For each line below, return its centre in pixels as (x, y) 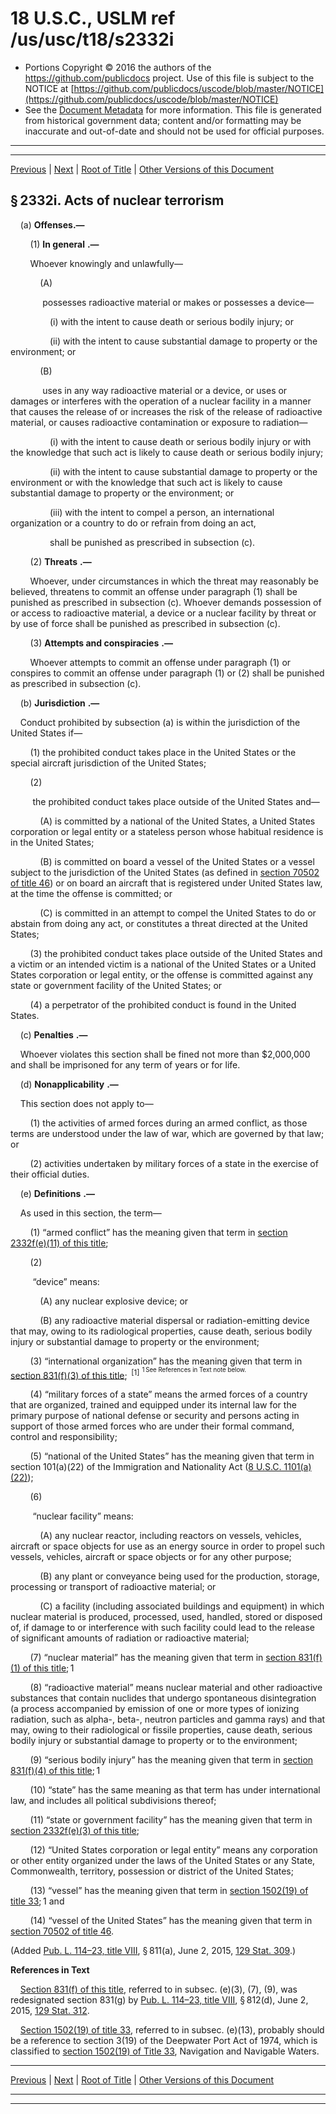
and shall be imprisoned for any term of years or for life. (125, 1064)
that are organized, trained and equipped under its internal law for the (153, 1405)
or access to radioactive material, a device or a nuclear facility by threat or (163, 613)
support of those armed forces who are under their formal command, (152, 1426)
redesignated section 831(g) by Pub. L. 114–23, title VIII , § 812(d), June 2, (159, 2000)
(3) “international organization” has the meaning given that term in (166, 1361)
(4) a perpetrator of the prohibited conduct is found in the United (163, 1004)
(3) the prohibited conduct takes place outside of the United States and (176, 953)
